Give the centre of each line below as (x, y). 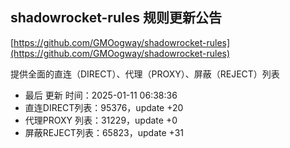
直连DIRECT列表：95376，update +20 (104, 107)
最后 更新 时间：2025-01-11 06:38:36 (101, 95)
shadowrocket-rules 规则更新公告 (116, 18)
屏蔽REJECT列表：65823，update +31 (104, 132)
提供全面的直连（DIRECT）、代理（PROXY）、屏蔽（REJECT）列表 (145, 74)
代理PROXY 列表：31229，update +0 (101, 120)
